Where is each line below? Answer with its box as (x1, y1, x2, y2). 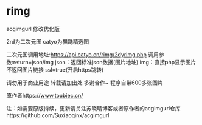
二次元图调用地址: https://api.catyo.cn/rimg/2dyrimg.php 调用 (6, 50, 159, 58)
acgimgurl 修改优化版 (6, 25, 60, 32)
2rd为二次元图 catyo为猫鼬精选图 (6, 38, 89, 45)
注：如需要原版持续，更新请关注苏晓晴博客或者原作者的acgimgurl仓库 (6, 104, 181, 112)
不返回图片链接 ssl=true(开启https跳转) (6, 66, 104, 73)
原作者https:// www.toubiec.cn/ (6, 92, 83, 99)
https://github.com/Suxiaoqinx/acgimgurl (6, 111, 110, 119)
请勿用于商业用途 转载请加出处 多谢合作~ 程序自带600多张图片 (6, 79, 163, 86)
